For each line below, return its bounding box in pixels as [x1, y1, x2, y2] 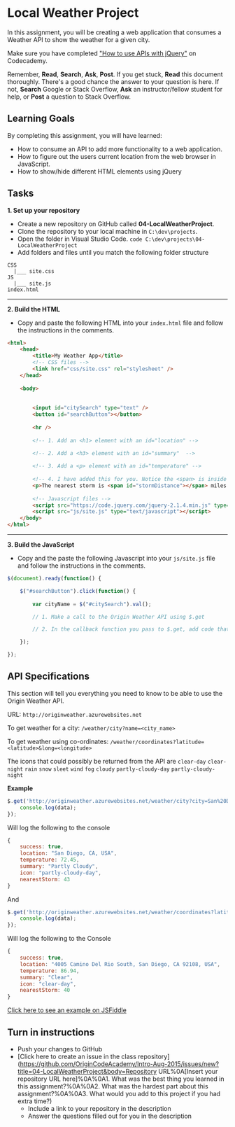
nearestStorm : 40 [20, 987, 71, 994]
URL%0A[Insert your [158, 1067, 218, 1075]
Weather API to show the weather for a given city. [7, 35, 150, 43]
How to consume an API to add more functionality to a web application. [17, 145, 222, 153]
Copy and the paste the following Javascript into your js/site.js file [17, 554, 215, 563]
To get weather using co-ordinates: [7, 737, 109, 745]
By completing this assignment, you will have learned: [7, 131, 162, 139]
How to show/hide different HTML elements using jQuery [17, 167, 182, 176]
